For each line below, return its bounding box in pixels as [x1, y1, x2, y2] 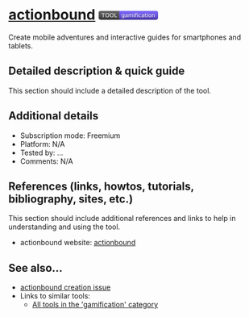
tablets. [8, 40, 34, 50]
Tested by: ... [19, 148, 64, 157]
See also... [8, 261, 63, 275]
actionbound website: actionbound [19, 238, 136, 248]
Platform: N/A [19, 139, 66, 148]
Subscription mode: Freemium [19, 131, 121, 140]
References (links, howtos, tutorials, [8, 179, 195, 193]
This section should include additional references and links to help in [8, 214, 236, 223]
